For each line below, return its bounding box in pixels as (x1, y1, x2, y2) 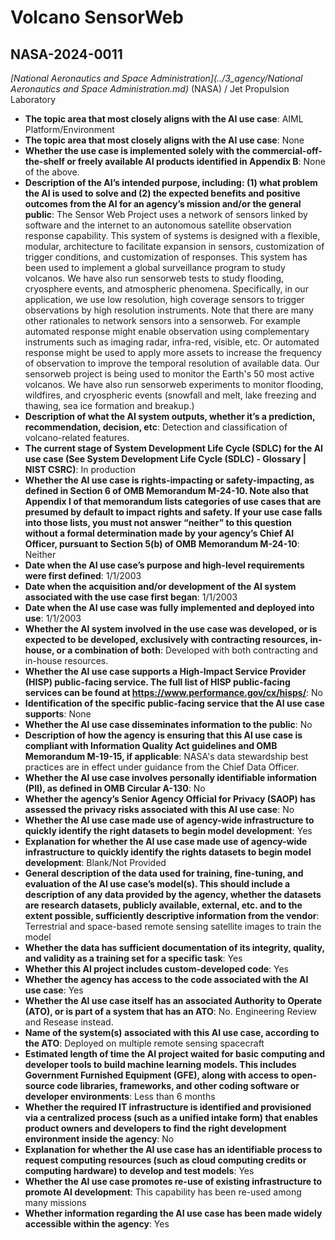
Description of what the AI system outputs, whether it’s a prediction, (24, 411, 316, 422)
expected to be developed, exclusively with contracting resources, (24, 634, 309, 645)
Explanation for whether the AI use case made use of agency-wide (24, 836, 308, 847)
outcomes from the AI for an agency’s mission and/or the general (24, 198, 302, 210)
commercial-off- (251, 145, 323, 156)
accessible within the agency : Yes (24, 1218, 170, 1230)
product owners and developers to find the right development (24, 1122, 287, 1134)
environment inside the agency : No (24, 1133, 175, 1145)
